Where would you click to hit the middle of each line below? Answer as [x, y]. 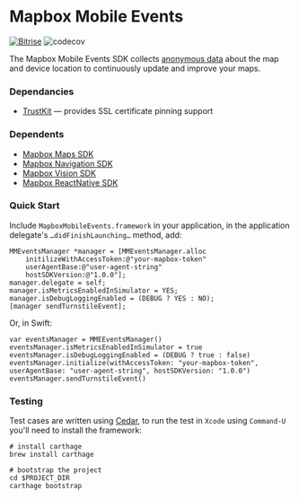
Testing [26, 401]
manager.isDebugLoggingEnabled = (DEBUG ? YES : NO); [112, 298]
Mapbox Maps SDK [58, 153]
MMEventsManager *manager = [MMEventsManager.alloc [108, 251]
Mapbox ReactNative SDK [70, 182]
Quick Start [35, 206]
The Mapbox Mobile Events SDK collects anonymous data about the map [144, 58]
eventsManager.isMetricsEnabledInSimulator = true [106, 347]
